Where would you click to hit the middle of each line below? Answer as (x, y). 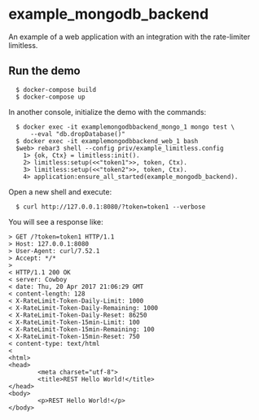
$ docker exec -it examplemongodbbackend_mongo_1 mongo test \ (125, 127)
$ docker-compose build (56, 90)
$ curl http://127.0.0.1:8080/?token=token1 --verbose (111, 207)
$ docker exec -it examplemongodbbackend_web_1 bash (107, 141)
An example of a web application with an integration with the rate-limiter (129, 37)
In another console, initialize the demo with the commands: (107, 112)
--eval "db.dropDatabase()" (78, 134)
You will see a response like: (56, 221)
